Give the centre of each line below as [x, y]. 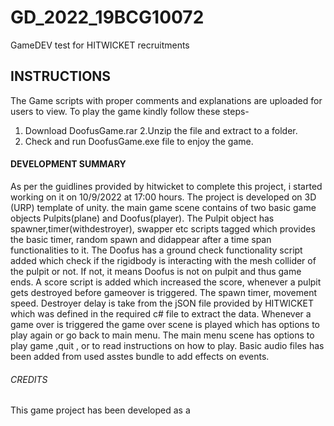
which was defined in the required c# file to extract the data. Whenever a [161, 313]
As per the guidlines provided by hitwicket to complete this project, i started [166, 186]
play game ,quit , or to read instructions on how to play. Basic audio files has [167, 345]
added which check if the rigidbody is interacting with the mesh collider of [163, 260]
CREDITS [29, 379]
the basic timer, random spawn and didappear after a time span [141, 239]
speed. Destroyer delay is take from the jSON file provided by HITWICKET [162, 303]
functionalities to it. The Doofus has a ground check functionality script [156, 250]
